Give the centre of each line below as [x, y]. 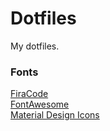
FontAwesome [40, 104]
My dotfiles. [35, 46]
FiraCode [29, 94]
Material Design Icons [55, 115]
